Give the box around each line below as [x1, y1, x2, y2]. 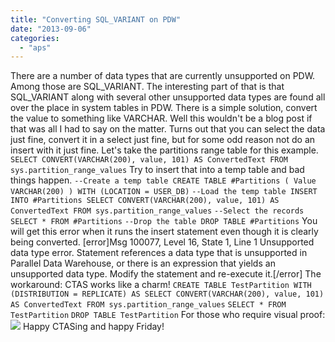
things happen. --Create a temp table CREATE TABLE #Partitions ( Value [10, 174, 317, 186]
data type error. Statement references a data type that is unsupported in [10, 247, 308, 259]
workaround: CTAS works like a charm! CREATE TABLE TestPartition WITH [10, 279, 312, 291]
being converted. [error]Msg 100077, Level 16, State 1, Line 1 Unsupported [10, 236, 315, 248]
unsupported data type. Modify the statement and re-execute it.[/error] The [10, 268, 322, 280]
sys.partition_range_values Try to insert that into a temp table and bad [10, 164, 305, 176]
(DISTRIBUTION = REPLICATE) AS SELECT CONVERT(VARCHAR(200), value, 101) [10, 289, 325, 300]
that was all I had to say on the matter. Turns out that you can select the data [10, 123, 326, 135]
